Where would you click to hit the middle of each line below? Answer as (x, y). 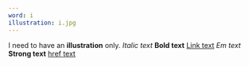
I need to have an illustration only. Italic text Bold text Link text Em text (124, 45)
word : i (21, 15)
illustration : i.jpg (43, 23)
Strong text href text (42, 53)
